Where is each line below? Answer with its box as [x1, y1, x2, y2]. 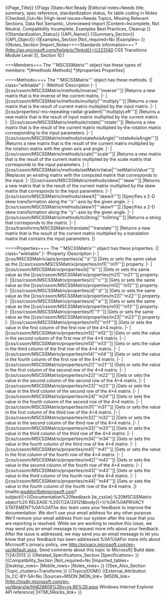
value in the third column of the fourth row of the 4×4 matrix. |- [5, 473, 134, 479]
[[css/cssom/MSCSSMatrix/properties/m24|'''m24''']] [5, 393, 115, 399]
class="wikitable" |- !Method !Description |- [5, 82, 94, 88]
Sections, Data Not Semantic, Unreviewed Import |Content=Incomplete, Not [5, 20, 160, 26]
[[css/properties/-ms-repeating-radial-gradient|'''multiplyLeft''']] [5, 109, 138, 115]
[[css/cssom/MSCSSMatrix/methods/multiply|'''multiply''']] [5, 98, 126, 104]
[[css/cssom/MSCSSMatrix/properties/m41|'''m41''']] [5, 446, 114, 452]
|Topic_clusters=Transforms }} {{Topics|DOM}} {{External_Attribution [5, 568, 146, 574]
